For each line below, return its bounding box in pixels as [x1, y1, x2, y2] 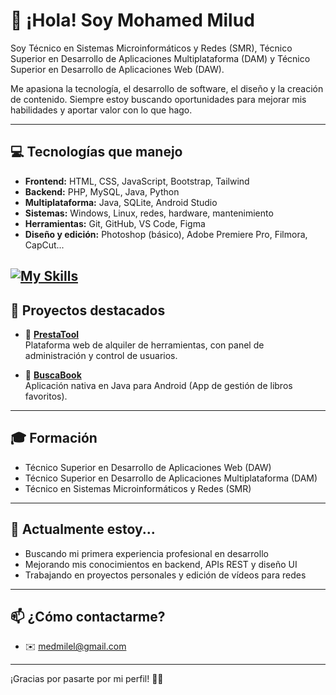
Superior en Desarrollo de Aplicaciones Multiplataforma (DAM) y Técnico [10, 52, 311, 64]
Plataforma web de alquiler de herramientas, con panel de [24, 339, 265, 351]
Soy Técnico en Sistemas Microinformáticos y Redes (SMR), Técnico [10, 42, 293, 54]
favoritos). [24, 390, 68, 402]
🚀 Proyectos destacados [10, 302, 166, 319]
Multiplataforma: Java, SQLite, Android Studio [24, 196, 218, 208]
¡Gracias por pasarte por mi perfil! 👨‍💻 [10, 673, 164, 685]
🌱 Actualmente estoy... [10, 521, 156, 538]
